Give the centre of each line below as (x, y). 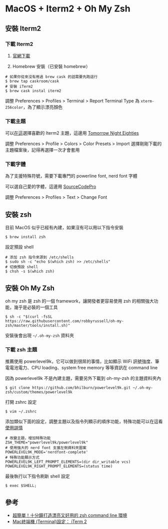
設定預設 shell (19, 247)
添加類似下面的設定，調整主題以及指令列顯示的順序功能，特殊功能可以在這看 (84, 421)
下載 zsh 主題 (21, 350)
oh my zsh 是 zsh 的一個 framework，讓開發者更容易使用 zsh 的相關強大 (79, 301)
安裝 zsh (18, 214)
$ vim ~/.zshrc (21, 412)
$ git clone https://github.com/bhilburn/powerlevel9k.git (68, 388)
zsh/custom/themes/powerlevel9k (39, 392)
